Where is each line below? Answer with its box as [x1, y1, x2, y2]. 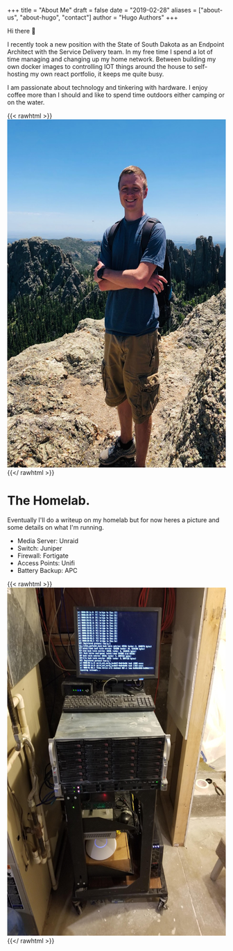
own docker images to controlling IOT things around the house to [7, 63, 193, 70]
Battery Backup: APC [17, 566, 78, 574]
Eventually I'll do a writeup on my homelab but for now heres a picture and [7, 515, 220, 524]
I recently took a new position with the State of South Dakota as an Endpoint [7, 40, 225, 48]
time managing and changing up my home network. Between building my [7, 55, 216, 63]
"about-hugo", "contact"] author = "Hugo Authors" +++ [19, 13, 178, 22]
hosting [7, 70, 29, 78]
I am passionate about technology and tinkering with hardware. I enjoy [7, 84, 208, 91]
